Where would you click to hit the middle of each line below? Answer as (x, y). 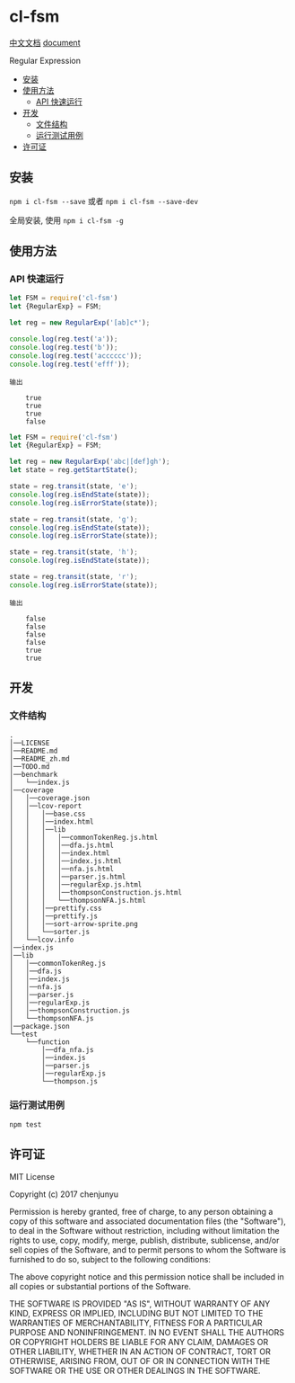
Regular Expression (45, 60)
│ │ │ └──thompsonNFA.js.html (78, 900)
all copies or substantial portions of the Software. (100, 1286)
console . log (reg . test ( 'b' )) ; (64, 347)
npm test (26, 1124)
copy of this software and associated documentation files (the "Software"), (148, 1221)
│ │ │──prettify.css (56, 908)
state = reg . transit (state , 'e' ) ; (74, 486)
